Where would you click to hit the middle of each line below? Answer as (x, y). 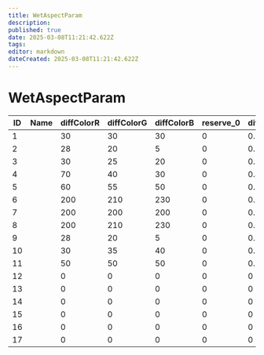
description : (29, 23)
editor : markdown (37, 52)
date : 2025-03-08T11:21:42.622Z (61, 37)
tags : (17, 45)
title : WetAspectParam (45, 15)
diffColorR (80, 122)
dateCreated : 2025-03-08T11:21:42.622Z (73, 60)
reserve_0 (221, 122)
